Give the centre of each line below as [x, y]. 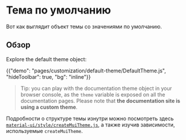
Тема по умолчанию [59, 10]
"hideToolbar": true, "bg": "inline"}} [48, 76]
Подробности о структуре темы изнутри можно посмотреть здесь [90, 118]
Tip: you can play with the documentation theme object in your [96, 88]
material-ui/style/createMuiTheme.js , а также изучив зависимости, [90, 125]
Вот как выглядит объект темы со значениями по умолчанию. [84, 26]
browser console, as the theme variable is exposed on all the [93, 94]
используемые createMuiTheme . [45, 131]
